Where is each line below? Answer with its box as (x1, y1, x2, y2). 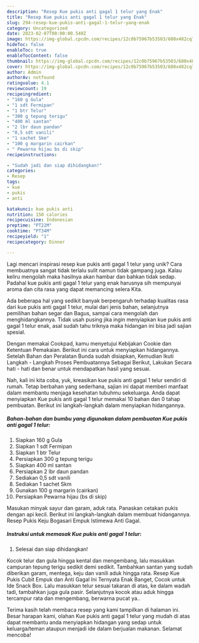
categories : (6, 168, 36, 174)
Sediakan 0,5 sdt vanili (15, 474, 70, 481)
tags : (6, 179, 20, 185)
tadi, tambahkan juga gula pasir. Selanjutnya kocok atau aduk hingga (6, 588, 174, 595)
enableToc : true (6, 47, 47, 53)
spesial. (6, 328, 26, 335)
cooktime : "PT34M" (6, 228, 52, 234)
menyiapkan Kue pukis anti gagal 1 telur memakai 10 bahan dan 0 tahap (6, 395, 181, 402)
